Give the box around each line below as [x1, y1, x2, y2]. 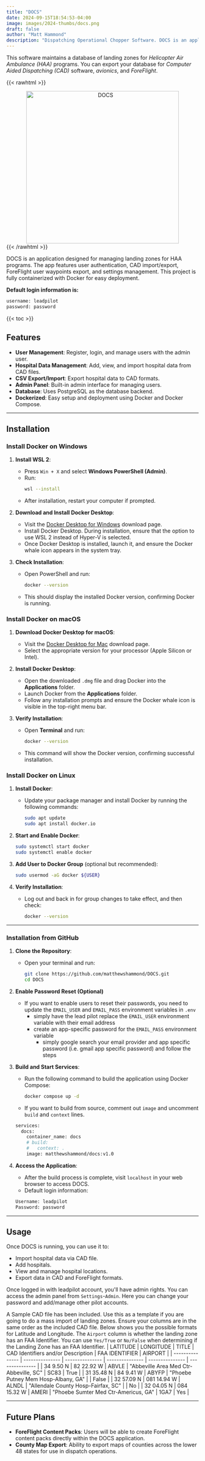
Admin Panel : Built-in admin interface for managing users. [15, 381, 162, 388]
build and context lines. [24, 1111, 85, 1118]
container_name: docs [26, 1134, 81, 1140]
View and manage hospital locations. [15, 1268, 108, 1275]
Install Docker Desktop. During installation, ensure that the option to [24, 527, 195, 534]
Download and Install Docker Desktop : [15, 509, 115, 516]
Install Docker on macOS [6, 614, 81, 623]
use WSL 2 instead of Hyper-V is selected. [24, 534, 131, 541]
